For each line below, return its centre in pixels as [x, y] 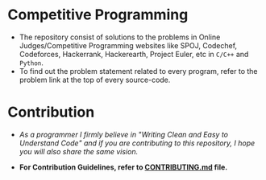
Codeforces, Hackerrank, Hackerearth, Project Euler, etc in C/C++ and [134, 54]
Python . [31, 63]
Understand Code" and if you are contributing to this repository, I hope [137, 143]
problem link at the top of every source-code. [95, 80]
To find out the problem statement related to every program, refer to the [139, 71]
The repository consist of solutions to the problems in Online [120, 37]
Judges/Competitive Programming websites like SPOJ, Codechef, [128, 45]
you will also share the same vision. [79, 151]
